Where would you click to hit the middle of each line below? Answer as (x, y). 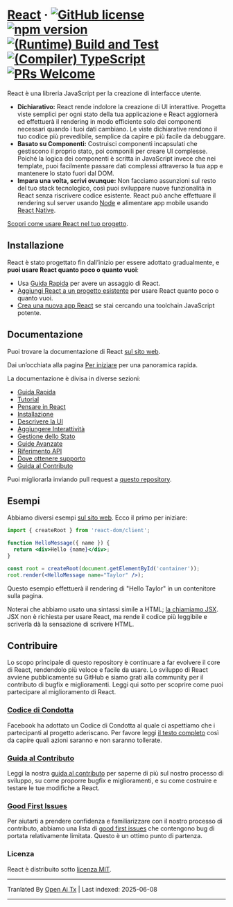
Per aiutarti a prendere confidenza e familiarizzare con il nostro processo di (115, 821)
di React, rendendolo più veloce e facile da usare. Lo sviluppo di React (107, 670)
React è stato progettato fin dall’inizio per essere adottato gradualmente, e (113, 262)
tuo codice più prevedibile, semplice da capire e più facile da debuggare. (121, 136)
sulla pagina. (25, 595)
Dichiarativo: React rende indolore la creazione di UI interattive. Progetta (121, 106)
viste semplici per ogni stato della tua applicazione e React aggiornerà (118, 114)
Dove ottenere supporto (51, 458)
